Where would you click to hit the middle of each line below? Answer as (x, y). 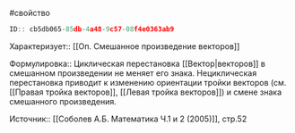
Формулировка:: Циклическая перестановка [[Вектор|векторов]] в (138, 63)
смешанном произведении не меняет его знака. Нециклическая (133, 73)
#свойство (30, 13)
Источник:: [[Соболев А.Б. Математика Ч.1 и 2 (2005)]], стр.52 (128, 119)
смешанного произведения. (63, 101)
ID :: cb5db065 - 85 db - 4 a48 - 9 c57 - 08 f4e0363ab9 (92, 29)
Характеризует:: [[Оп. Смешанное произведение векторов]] (125, 46)
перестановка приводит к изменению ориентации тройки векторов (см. (148, 82)
